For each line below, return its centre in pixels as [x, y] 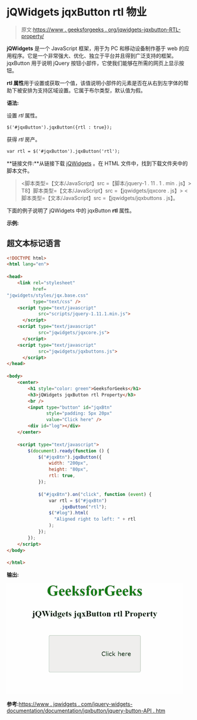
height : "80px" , [69, 469]
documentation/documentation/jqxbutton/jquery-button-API [79, 711]
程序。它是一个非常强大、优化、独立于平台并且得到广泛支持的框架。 [94, 55]
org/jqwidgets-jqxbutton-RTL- [144, 29]
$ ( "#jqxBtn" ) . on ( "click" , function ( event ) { [95, 494]
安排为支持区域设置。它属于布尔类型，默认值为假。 [84, 90]
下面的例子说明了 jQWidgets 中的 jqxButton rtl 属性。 [71, 211]
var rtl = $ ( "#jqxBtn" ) [78, 501]
